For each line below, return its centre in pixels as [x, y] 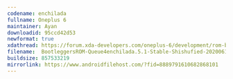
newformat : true [31, 39]
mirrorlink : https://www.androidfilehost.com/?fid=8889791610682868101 [113, 65]
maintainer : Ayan [32, 26]
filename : [21, 52]
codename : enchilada [37, 13]
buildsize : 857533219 [38, 58]
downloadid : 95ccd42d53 [42, 33]
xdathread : [23, 45]
